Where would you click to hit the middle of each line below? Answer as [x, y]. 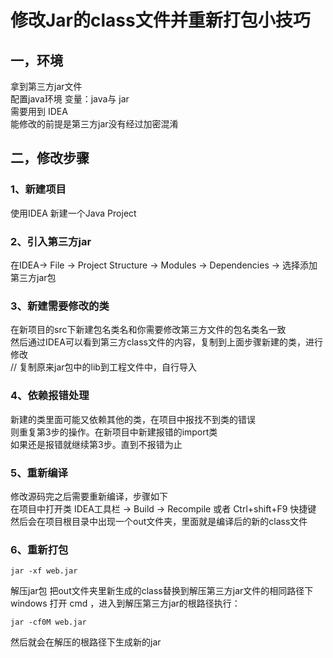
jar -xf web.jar [44, 571]
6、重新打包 [39, 549]
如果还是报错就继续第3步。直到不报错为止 [96, 444]
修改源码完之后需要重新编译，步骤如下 [89, 496]
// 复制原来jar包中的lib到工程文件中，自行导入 [103, 367]
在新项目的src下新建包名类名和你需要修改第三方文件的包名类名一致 [148, 330]
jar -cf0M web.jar [48, 622]
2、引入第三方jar [51, 241]
